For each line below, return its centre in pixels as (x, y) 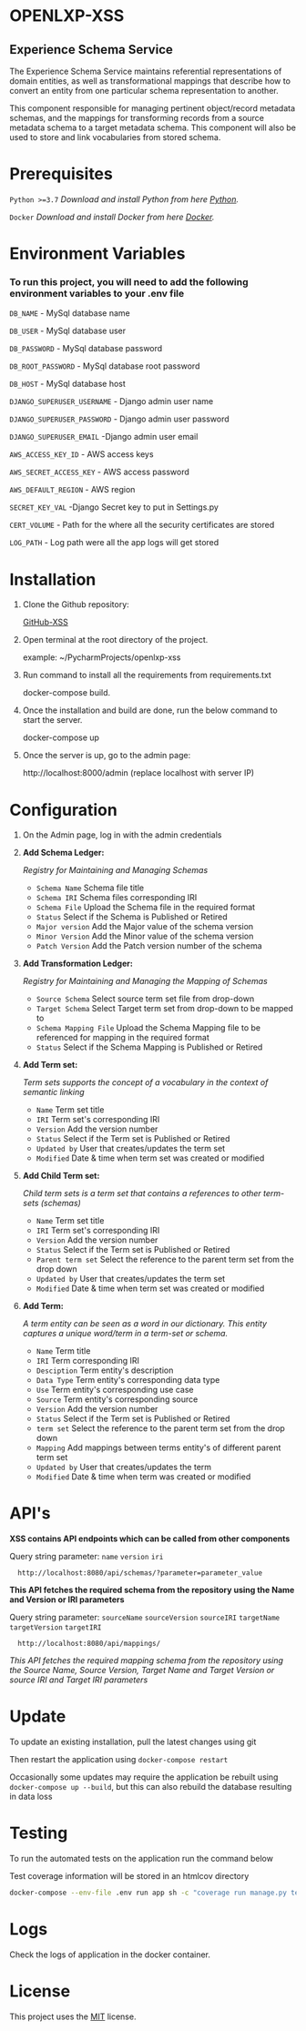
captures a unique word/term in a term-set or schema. (125, 1334)
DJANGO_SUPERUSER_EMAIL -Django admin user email (104, 437)
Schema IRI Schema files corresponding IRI (117, 898)
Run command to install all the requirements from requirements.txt (147, 675)
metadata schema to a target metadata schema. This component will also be (153, 127)
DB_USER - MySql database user (68, 331)
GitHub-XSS (45, 622)
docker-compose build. (66, 693)
